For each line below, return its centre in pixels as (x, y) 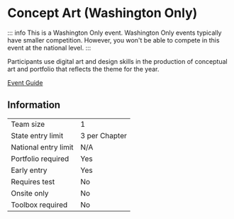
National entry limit (42, 147)
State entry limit (37, 135)
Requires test (33, 181)
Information (34, 105)
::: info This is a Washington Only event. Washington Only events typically (115, 33)
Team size (28, 124)
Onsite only (30, 193)
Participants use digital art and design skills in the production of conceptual (118, 61)
